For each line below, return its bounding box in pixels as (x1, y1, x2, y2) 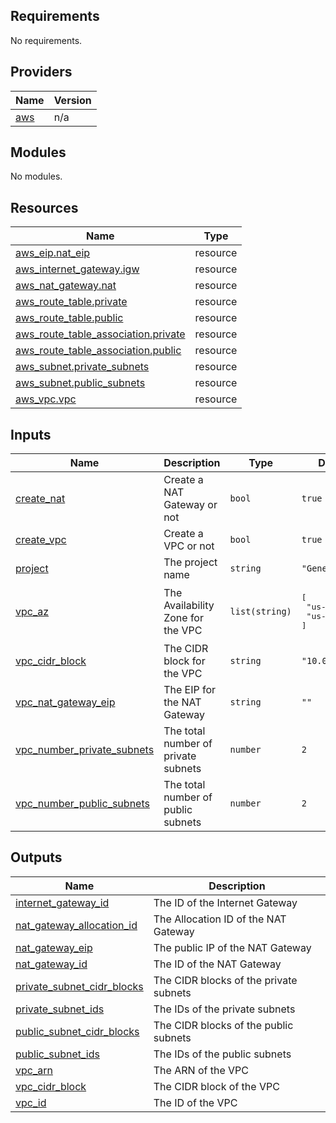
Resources (10, 199, 79, 216)
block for (163, 654, 206, 668)
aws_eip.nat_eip (15, 246, 91, 260)
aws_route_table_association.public (15, 344, 182, 358)
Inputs (10, 426, 52, 443)
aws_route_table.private (15, 295, 128, 309)
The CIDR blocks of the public (153, 1018, 294, 1032)
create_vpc (15, 533, 67, 547)
